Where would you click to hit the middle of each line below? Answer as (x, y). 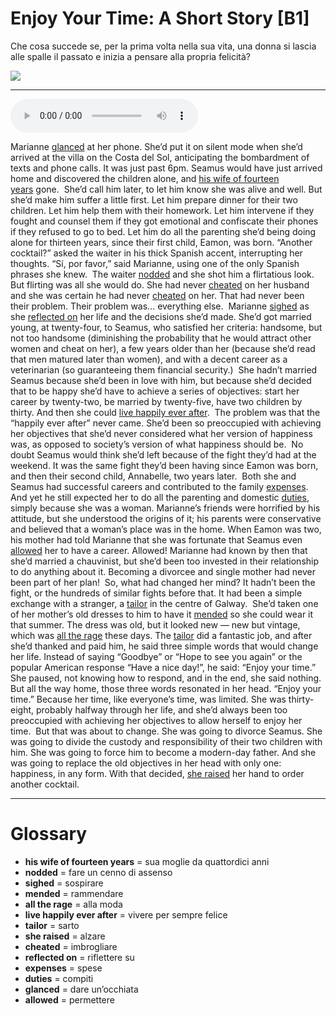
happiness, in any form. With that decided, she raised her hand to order (157, 773)
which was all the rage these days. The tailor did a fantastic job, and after (161, 635)
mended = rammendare (74, 893)
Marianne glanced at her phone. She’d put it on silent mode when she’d (156, 146)
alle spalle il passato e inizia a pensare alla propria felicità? (130, 56)
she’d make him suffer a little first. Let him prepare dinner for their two (154, 199)
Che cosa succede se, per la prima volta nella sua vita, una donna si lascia (163, 46)
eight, (22, 709)
